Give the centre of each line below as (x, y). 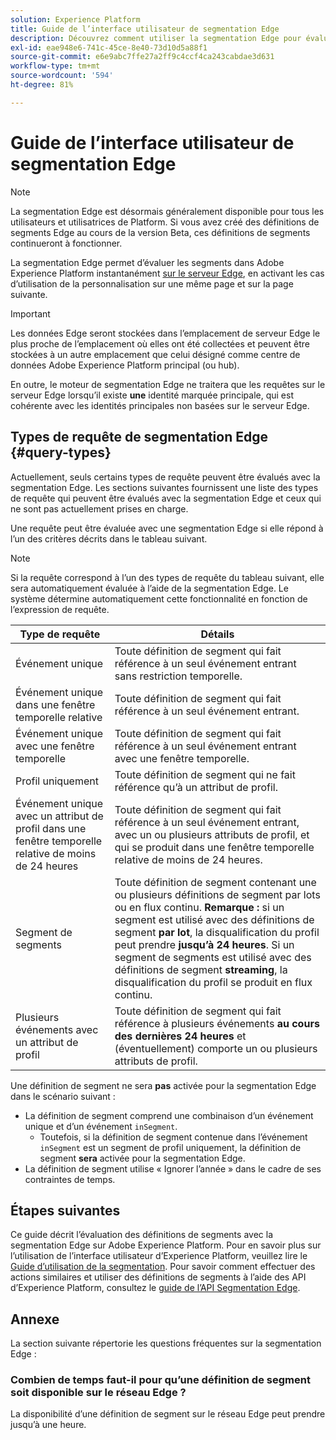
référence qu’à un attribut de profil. (196, 787)
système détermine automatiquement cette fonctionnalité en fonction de (159, 598)
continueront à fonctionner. (66, 243)
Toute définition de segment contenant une (215, 882)
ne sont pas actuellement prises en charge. (99, 508)
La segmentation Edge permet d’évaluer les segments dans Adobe (147, 262)
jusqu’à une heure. (48, 1425)
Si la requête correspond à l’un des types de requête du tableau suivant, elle (167, 577)
